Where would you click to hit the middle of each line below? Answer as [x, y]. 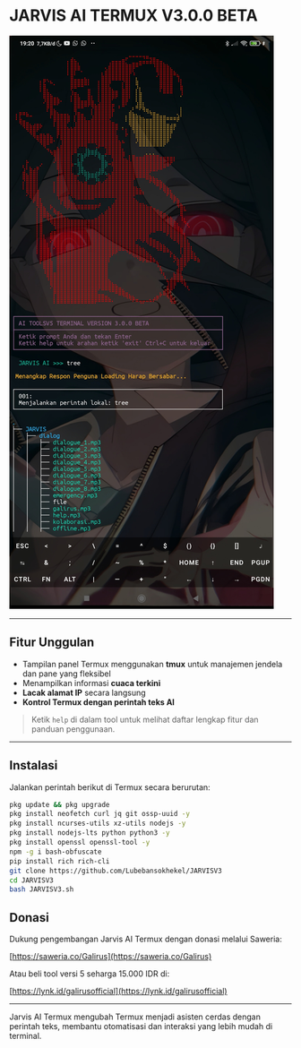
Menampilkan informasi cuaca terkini [91, 683]
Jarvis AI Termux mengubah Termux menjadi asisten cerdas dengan [135, 1017]
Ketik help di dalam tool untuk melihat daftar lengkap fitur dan [145, 719]
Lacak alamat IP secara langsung [84, 692]
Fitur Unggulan [52, 643]
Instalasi [34, 765]
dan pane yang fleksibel [67, 674]
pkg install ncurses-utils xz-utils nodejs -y [98, 824]
